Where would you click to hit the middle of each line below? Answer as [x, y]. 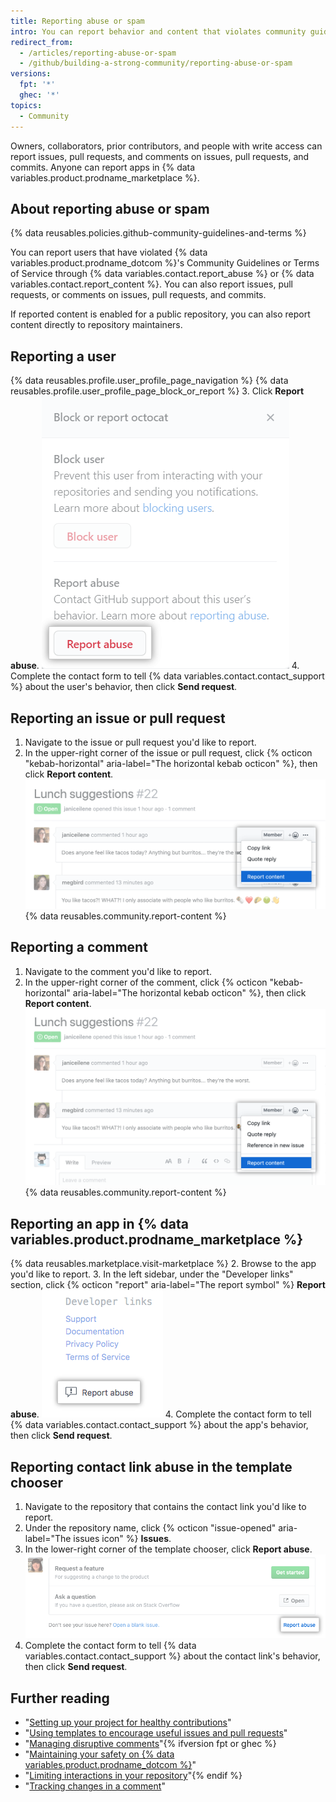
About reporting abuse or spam [110, 208]
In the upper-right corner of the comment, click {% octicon [146, 982]
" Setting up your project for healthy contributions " [128, 1722]
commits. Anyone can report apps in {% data [103, 167]
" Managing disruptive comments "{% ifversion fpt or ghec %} [150, 1744]
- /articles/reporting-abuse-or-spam [98, 53]
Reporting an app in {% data [99, 1223]
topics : [26, 105]
